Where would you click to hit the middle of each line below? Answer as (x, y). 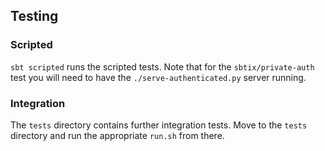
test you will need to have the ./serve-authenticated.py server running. (158, 77)
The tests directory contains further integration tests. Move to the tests (159, 125)
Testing (34, 16)
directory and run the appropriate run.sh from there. (117, 135)
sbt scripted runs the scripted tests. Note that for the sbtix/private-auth (162, 66)
